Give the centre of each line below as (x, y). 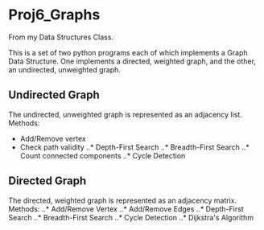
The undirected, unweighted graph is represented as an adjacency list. (126, 114)
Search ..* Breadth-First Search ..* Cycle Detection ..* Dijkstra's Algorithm (131, 217)
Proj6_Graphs (54, 15)
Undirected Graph (54, 95)
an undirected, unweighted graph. (64, 69)
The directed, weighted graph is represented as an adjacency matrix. (123, 200)
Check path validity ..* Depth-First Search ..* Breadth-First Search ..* (134, 147)
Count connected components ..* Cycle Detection (103, 155)
